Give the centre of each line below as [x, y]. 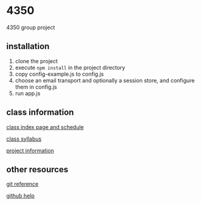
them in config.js [36, 87]
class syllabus [24, 139]
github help [21, 196]
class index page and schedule [45, 127]
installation [28, 46]
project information [30, 150]
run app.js [28, 93]
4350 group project [31, 27]
